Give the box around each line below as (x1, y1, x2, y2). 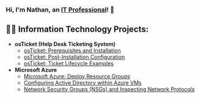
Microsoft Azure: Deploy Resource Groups (23, 72, 131, 80)
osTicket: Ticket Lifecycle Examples (23, 60, 114, 67)
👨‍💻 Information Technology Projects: (5, 24, 149, 35)
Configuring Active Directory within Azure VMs (23, 79, 142, 86)
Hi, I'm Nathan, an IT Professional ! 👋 (5, 5, 114, 14)
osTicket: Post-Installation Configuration (23, 53, 125, 60)
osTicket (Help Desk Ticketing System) (14, 40, 116, 47)
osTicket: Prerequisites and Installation (23, 47, 122, 54)
